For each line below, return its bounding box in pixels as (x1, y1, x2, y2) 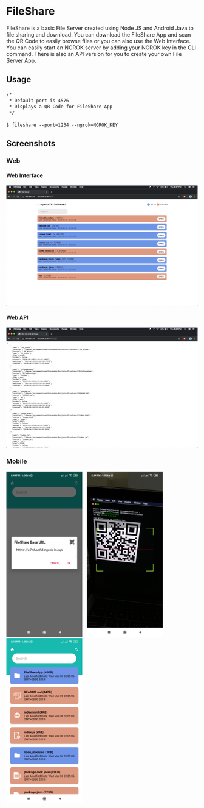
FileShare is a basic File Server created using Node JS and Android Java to (6, 24, 194, 32)
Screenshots (6, 138, 56, 149)
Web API (6, 314, 29, 321)
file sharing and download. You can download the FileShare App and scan (6, 30, 191, 38)
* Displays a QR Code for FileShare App (8, 104, 113, 110)
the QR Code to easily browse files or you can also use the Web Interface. (6, 37, 191, 44)
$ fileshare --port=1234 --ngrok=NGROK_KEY (6, 122, 118, 128)
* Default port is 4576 (8, 97, 69, 104)
